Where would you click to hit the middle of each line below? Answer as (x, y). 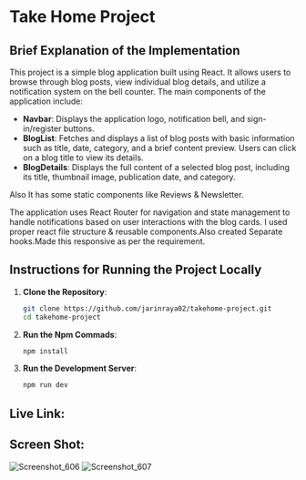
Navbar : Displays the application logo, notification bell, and (134, 119)
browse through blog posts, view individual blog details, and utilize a (138, 82)
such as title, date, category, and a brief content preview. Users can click (159, 148)
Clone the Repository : (65, 291)
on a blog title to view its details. (83, 158)
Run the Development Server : (80, 368)
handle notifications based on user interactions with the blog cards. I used (148, 222)
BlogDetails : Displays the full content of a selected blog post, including (156, 167)
